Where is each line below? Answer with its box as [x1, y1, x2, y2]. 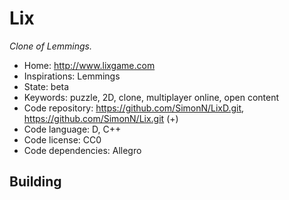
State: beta [23, 80, 70, 92]
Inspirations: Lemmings [23, 70, 121, 82]
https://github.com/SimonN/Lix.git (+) [23, 112, 179, 124]
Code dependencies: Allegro [23, 144, 142, 156]
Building [9, 173, 62, 191]
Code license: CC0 [23, 133, 102, 146]
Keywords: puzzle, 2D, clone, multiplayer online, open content [23, 91, 279, 103]
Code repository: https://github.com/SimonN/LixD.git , [23, 102, 245, 114]
